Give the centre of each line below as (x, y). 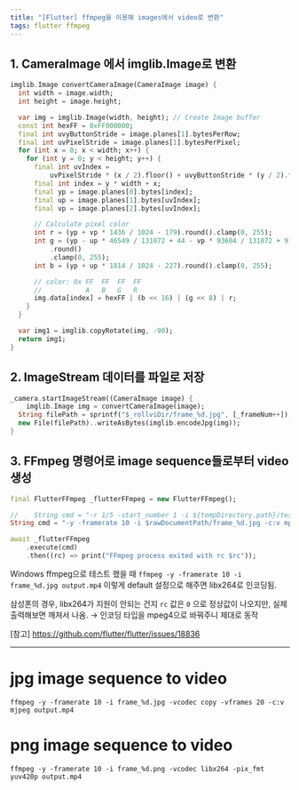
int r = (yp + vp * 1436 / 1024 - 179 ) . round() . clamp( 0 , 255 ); (153, 233)
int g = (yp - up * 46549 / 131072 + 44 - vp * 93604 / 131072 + (157, 241)
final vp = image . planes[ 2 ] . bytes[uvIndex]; (117, 208)
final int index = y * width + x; (98, 183)
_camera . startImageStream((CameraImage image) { (102, 398)
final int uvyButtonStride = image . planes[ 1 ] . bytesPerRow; (130, 134)
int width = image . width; (66, 93)
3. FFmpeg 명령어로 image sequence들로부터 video (149, 462)
